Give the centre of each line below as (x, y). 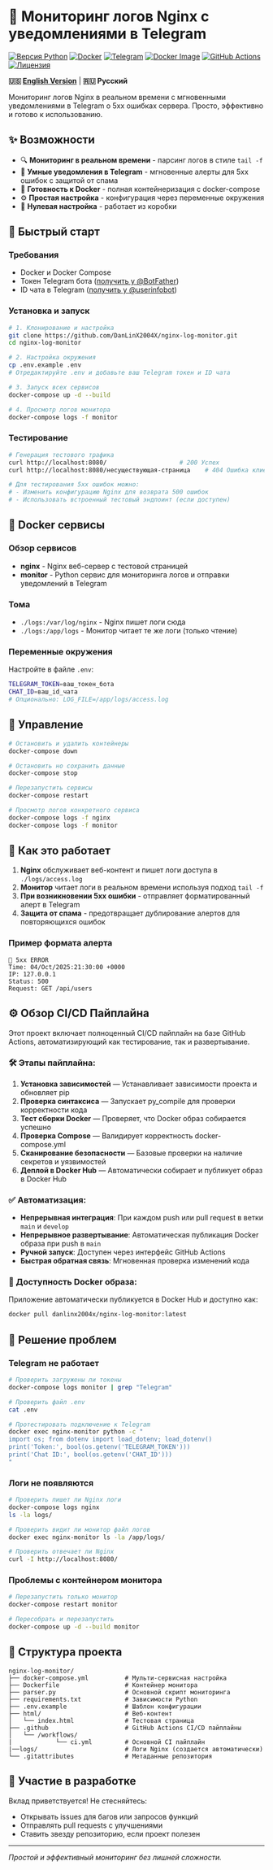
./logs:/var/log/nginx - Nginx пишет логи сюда (103, 622)
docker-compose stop (43, 773)
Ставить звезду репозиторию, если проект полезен (110, 1833)
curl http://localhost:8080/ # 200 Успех (114, 463)
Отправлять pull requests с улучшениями (91, 1825)
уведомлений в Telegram (63, 583)
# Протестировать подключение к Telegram (80, 1424)
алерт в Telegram (50, 905)
